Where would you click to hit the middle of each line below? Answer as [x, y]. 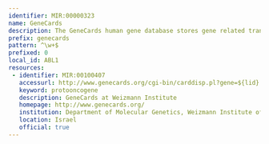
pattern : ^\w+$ [34, 46]
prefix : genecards [39, 38]
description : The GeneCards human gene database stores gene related [127, 30]
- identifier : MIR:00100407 [58, 75]
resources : [26, 68]
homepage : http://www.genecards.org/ [82, 105]
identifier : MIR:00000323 [51, 16]
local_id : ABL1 [34, 61]
